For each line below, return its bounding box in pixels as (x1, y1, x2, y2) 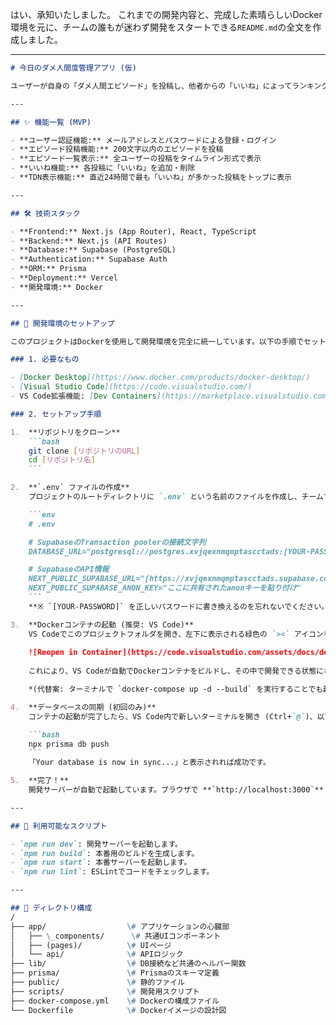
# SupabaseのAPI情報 (28, 564, 110, 575)
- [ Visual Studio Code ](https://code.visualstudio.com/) (10, 382, 253, 392)
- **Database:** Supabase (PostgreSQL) (10, 245, 177, 255)
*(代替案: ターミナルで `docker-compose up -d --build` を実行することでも (28, 684, 324, 694)
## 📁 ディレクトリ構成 (10, 903, 93, 913)
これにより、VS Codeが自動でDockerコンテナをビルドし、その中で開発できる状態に (28, 666, 325, 677)
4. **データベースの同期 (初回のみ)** (10, 702, 157, 712)
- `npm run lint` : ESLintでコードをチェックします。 (10, 867, 215, 877)
